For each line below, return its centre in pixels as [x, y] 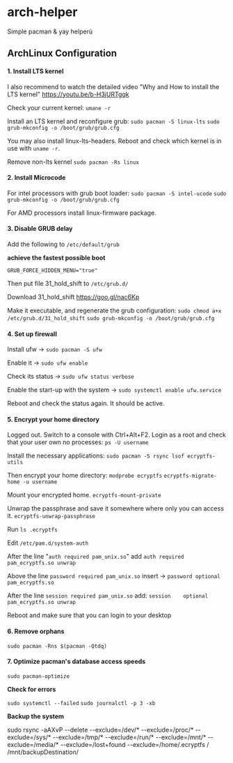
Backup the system [36, 716]
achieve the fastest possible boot [56, 257]
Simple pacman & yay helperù [50, 31]
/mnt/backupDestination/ [43, 752]
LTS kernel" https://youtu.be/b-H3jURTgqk [68, 94]
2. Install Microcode [37, 178]
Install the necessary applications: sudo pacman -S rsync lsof [96, 456]
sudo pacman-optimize [39, 676]
